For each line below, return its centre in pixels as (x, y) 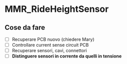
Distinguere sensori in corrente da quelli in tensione (67, 56)
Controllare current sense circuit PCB (50, 45)
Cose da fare (25, 28)
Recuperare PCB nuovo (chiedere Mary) (53, 39)
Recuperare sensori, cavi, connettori (49, 51)
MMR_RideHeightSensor (57, 9)
